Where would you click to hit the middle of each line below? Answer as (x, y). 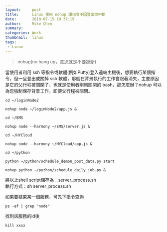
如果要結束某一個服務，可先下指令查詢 (44, 197)
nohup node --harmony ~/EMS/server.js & (48, 126)
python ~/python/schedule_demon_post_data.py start (60, 161)
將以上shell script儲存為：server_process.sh (51, 180)
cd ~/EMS (14, 117)
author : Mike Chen (29, 24)
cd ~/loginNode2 (22, 100)
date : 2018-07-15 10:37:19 (40, 19)
